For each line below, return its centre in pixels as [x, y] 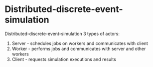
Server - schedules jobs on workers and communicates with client [80, 43]
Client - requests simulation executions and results [64, 59]
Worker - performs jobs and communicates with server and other [79, 48]
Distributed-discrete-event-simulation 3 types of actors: [62, 33]
